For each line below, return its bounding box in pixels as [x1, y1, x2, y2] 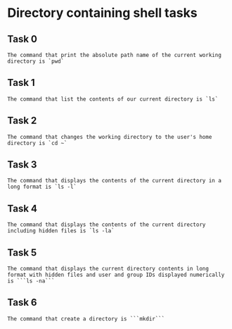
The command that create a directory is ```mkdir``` [7, 315, 165, 322]
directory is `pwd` [7, 58, 65, 65]
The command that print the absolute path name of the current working [7, 51, 221, 58]
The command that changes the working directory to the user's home [7, 133, 212, 140]
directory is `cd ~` [7, 139, 68, 147]
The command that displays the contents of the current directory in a [7, 178, 221, 185]
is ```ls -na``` [7, 278, 55, 285]
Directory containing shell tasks [7, 5, 198, 21]
